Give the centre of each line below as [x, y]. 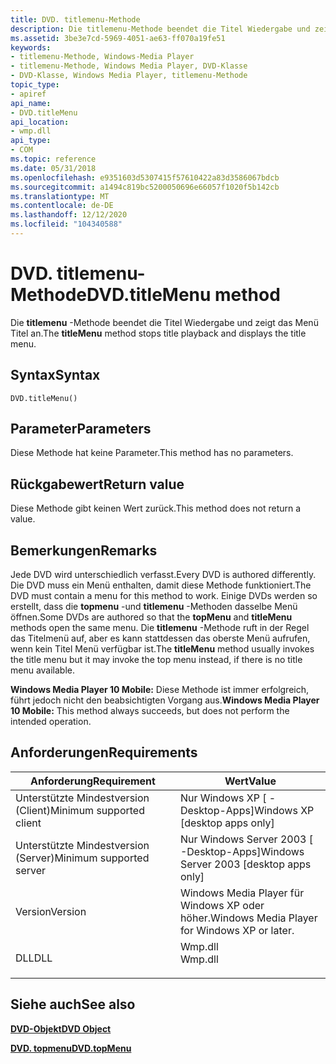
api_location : [40, 122]
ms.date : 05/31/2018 [53, 168]
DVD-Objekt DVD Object [61, 1028]
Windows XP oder [222, 905]
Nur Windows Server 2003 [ [246, 839]
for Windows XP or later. [237, 930]
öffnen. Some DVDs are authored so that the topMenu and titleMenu [151, 617]
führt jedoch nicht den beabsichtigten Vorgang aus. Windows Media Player [165, 700]
